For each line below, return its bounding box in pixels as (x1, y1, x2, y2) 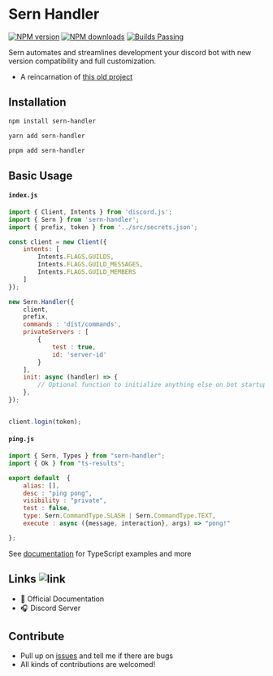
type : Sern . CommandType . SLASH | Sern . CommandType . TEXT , (23, 512, 217, 520)
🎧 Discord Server (19, 603, 81, 613)
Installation (8, 95, 67, 110)
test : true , (51, 343, 96, 351)
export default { (8, 474, 71, 482)
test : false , (23, 505, 71, 513)
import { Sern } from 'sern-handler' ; (8, 215, 140, 223)
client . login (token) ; (8, 418, 82, 426)
